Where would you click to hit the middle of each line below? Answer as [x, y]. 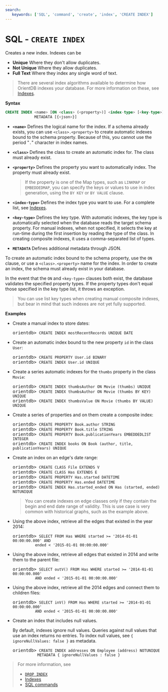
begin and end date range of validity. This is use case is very [87, 506]
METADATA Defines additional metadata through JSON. [67, 248]
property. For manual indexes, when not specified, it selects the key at [85, 228]
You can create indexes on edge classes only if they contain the [90, 501]
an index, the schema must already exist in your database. [65, 269]
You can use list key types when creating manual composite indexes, [88, 299]
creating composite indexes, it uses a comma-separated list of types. [84, 239]
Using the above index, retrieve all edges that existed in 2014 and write [85, 555]
